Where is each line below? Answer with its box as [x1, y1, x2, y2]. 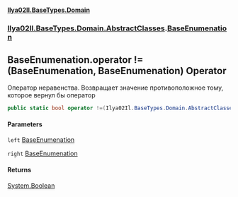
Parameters [7, 120, 42, 129]
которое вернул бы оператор [7, 91, 96, 100]
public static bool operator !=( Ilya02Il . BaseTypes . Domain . [7, 105, 189, 112]
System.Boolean [7, 181, 55, 190]
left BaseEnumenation [7, 136, 75, 144]
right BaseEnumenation [7, 149, 78, 158]
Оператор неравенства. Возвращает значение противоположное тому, [7, 83, 224, 92]
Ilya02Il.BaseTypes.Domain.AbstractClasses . [7, 23, 168, 33]
